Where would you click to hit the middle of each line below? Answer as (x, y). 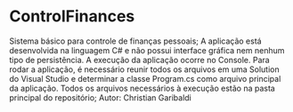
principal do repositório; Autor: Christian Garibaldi (100, 97)
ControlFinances (72, 16)
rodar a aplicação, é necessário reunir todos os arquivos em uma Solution (144, 69)
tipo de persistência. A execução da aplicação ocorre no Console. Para (139, 60)
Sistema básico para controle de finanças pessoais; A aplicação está (135, 41)
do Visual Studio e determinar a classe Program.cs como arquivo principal (145, 78)
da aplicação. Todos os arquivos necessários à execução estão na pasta (142, 88)
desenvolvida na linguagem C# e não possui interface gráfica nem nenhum (147, 50)
